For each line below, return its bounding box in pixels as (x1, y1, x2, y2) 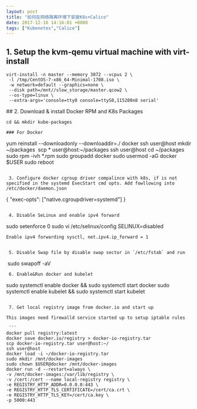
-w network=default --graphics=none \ (8, 82, 104, 88)
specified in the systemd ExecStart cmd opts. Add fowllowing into (6, 180, 175, 186)
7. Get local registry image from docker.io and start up (8, 305, 154, 311)
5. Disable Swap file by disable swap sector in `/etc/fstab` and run (8, 250, 185, 256)
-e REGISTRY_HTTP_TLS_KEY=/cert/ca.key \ (6, 392, 109, 398)
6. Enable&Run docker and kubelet (8, 272, 94, 278)
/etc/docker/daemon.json (6, 186, 67, 192)
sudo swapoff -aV (7, 260, 51, 267)
